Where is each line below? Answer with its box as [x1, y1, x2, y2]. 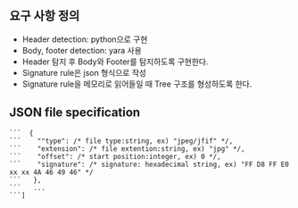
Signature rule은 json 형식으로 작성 [21, 67, 147, 78]
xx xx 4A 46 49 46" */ [9, 168, 94, 177]
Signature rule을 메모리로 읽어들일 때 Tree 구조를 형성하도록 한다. [21, 79, 252, 89]
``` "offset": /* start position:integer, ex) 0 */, [9, 152, 221, 161]
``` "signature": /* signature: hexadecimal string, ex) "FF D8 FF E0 [9, 160, 290, 169]
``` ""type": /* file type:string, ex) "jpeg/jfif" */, [9, 137, 234, 146]
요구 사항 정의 [9, 8, 80, 24]
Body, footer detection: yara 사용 [21, 45, 143, 55]
